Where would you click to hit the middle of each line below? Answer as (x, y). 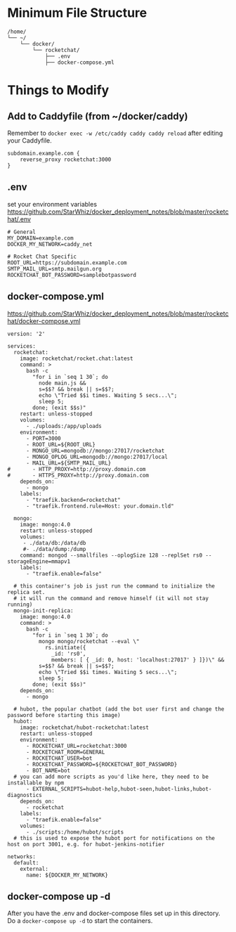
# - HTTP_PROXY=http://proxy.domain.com (77, 469)
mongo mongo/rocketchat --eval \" (89, 641)
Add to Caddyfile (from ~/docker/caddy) (98, 116)
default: (26, 862)
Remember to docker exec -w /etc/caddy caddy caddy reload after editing (115, 133)
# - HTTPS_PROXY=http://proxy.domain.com (78, 475)
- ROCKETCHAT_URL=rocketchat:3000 (77, 746)
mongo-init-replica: (44, 610)
